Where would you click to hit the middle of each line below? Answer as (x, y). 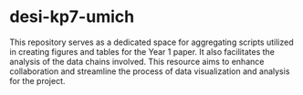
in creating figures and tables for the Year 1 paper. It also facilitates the (142, 51)
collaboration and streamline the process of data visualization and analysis (150, 71)
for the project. (37, 80)
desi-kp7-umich (72, 17)
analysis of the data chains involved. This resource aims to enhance (137, 61)
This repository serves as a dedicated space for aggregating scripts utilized (151, 42)
